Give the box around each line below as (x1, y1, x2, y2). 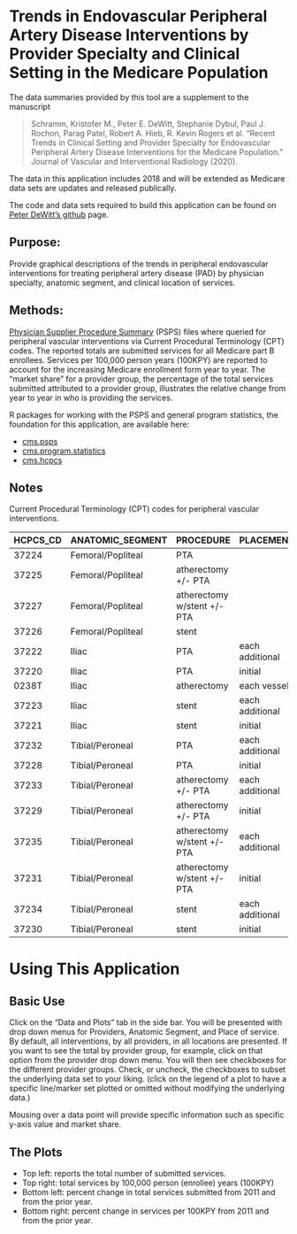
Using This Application (9, 959, 180, 979)
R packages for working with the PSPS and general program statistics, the (9, 409, 278, 420)
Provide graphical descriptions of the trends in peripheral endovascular (9, 258, 269, 269)
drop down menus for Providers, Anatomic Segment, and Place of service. (9, 1027, 280, 1037)
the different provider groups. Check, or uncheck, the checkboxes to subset (9, 1064, 286, 1075)
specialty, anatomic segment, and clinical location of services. (9, 277, 236, 288)
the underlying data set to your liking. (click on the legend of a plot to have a (9, 1074, 287, 1084)
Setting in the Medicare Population (9, 63, 269, 83)
